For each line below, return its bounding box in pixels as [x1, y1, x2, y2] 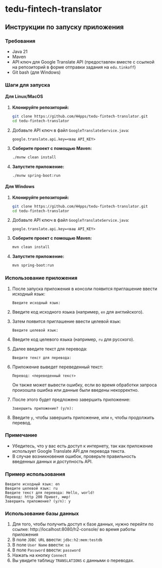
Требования [5, 38, 36, 44]
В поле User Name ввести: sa [12, 542, 70, 548]
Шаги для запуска [5, 82, 50, 88]
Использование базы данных [5, 510, 79, 517]
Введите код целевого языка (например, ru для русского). [12, 336, 135, 342]
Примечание [5, 432, 38, 439]
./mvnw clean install [12, 155, 56, 160]
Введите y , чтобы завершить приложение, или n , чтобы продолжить [12, 414, 155, 421]
